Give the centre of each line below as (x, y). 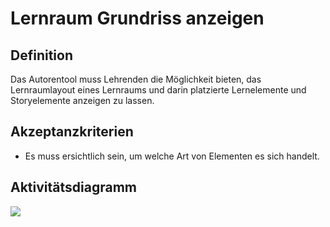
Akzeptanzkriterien (72, 132)
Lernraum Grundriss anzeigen (137, 18)
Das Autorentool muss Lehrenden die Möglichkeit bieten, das (136, 79)
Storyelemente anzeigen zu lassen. (82, 100)
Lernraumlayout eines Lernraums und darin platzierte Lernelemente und (158, 90)
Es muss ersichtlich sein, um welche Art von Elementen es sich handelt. (172, 156)
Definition (41, 55)
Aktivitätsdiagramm (73, 187)
